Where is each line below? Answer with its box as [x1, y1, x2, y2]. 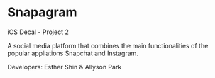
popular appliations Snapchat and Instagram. [7, 49, 138, 57]
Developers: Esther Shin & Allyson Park [7, 62, 122, 71]
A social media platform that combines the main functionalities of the [7, 41, 209, 50]
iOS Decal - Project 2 [7, 28, 69, 36]
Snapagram [7, 4, 77, 21]
